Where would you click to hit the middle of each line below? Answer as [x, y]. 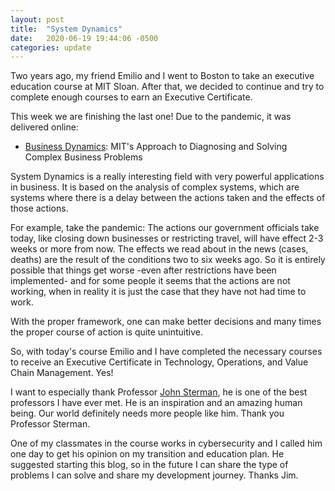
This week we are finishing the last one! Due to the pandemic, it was [151, 117]
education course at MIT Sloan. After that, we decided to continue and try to [167, 87]
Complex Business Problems [83, 157]
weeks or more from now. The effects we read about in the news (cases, [159, 249]
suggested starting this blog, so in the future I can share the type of [149, 465]
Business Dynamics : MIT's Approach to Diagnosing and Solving [156, 147]
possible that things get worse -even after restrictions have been [143, 270]
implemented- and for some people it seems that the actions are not [150, 281]
